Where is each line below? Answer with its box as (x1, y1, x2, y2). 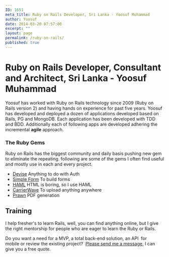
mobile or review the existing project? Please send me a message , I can (5, 240, 155, 246)
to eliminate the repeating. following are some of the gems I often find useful (5, 155, 164, 161)
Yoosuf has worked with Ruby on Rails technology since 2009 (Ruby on (5, 100, 154, 106)
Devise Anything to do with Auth (12, 170, 80, 177)
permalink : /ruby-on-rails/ (5, 36, 65, 41)
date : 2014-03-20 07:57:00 (5, 21, 62, 27)
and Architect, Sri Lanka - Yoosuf (5, 72, 147, 83)
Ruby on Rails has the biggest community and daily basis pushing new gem (5, 150, 162, 156)
